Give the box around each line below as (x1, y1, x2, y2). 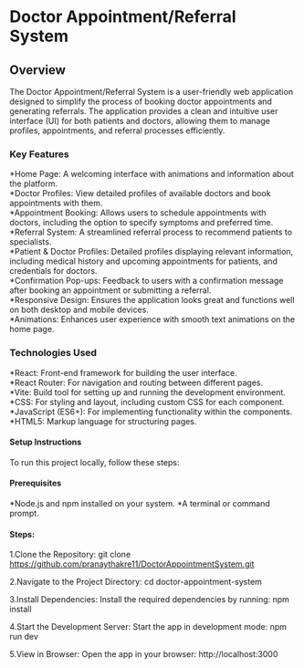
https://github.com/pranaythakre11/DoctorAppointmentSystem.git (9, 558, 255, 569)
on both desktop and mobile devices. (9, 304, 149, 316)
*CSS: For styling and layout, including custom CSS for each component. (9, 396, 285, 407)
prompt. (9, 508, 39, 518)
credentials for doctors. (9, 266, 98, 277)
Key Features (9, 148, 70, 161)
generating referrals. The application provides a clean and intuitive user (9, 106, 278, 116)
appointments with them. (9, 198, 103, 209)
